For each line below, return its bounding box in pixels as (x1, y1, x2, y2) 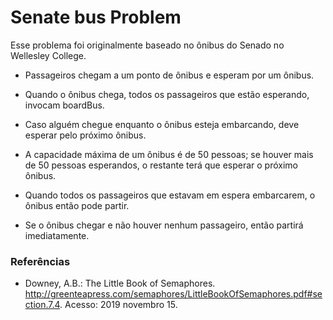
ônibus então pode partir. (24, 199, 130, 211)
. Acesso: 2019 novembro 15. (59, 299, 178, 311)
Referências (10, 254, 71, 268)
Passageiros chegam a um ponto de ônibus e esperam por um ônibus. (24, 69, 315, 81)
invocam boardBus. (24, 99, 105, 111)
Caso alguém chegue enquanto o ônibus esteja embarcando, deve (24, 118, 300, 130)
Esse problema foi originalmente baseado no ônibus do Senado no (10, 39, 285, 51)
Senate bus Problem (10, 6, 182, 29)
